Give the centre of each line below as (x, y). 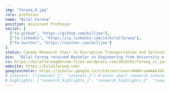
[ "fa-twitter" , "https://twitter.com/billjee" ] (61, 43)
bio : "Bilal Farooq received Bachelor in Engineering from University (82, 57)
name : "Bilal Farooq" (28, 19)
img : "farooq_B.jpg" (27, 10)
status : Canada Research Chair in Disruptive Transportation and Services (86, 52)
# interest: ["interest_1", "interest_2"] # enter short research (77, 76)
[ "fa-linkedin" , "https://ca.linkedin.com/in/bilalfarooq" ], (76, 38)
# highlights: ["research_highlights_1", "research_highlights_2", (78, 80)
